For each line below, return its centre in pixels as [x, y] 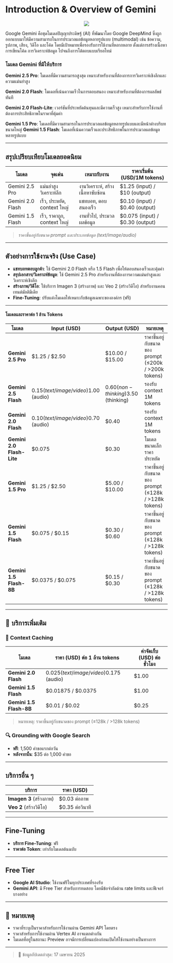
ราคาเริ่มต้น [142, 171]
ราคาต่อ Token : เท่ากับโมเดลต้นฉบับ [45, 849]
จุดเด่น [57, 174]
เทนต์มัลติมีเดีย [25, 292]
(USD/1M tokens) [143, 177]
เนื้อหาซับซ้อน [92, 193]
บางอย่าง [20, 894]
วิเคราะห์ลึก [51, 193]
